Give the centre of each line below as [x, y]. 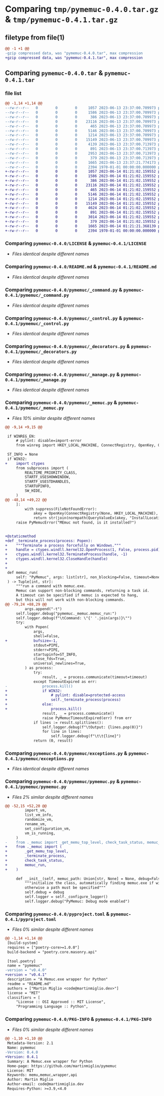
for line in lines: [62, 732]
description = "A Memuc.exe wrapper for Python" [58, 979]
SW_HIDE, [33, 491]
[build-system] [22, 943]
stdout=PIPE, [47, 645]
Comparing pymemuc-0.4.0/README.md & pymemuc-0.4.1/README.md [81, 266]
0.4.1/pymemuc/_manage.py [36, 380]
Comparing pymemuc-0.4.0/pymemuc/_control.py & [64, 318]
